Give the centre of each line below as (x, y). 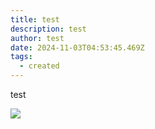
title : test (35, 19)
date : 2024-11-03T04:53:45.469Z (77, 47)
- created (39, 66)
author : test (37, 38)
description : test (48, 29)
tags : (21, 57)
